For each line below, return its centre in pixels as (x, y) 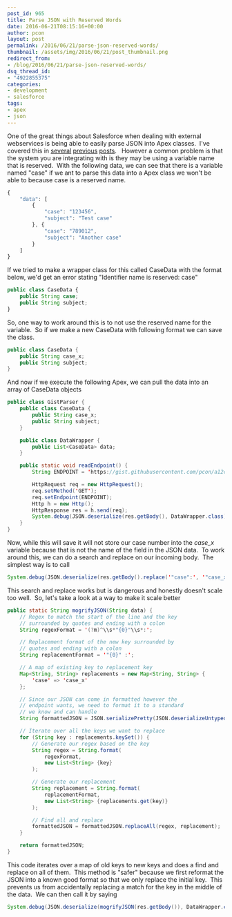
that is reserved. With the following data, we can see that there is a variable (115, 165)
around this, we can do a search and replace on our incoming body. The (110, 557)
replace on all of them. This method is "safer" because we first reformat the (116, 872)
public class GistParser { (46, 402)
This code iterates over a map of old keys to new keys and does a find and (113, 865)
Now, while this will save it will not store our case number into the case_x (111, 542)
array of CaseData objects (44, 389)
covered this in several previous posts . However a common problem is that (115, 151)
